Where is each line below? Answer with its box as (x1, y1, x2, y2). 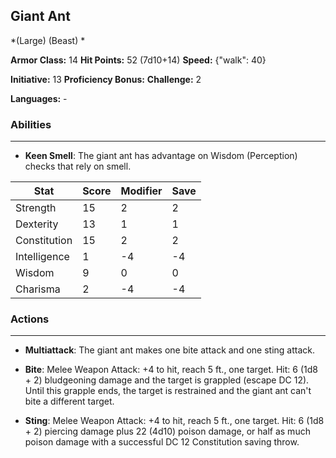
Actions (10, 312, 50, 326)
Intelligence (15, 250, 70, 264)
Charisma (15, 282, 61, 296)
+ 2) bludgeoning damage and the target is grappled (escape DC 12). (24, 374, 310, 386)
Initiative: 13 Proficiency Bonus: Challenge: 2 (10, 73, 202, 85)
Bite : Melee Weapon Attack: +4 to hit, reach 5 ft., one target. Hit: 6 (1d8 (24, 364, 318, 376)
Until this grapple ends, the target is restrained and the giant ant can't (24, 385, 312, 397)
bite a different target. (24, 395, 115, 408)
